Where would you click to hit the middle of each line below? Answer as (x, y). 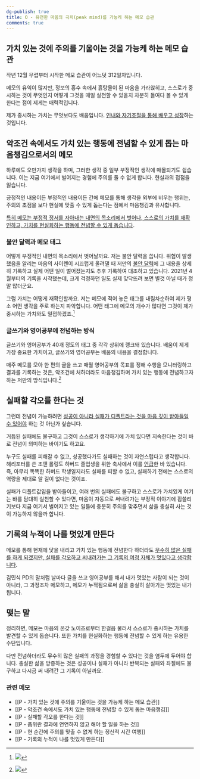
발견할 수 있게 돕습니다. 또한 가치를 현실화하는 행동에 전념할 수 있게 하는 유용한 (97, 636)
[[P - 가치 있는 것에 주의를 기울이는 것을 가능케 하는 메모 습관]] (87, 702)
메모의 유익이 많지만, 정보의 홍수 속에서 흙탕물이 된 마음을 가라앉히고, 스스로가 (97, 88)
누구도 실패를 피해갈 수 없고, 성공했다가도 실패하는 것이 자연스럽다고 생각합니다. (98, 456)
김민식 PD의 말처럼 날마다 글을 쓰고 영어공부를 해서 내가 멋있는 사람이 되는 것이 (98, 577)
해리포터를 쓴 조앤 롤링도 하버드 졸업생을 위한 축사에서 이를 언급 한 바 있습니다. (97, 464)
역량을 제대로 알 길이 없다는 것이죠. (47, 479)
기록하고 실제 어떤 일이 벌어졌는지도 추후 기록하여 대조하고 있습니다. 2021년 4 (102, 271)
